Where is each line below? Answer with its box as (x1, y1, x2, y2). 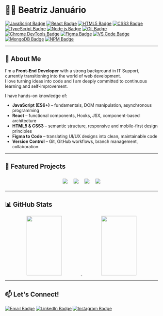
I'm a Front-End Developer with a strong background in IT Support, (5, 68, 140, 74)
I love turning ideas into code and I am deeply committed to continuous (5, 78, 147, 84)
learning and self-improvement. (5, 83, 68, 89)
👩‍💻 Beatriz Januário (5, 4, 86, 16)
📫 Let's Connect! (5, 290, 59, 298)
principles (12, 128, 33, 134)
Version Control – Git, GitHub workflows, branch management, (12, 138, 138, 144)
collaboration (12, 143, 39, 149)
